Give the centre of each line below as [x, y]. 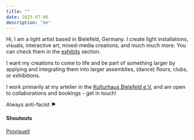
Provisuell [18, 131]
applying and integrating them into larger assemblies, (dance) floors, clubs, [97, 69]
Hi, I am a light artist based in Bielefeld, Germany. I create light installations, [97, 39]
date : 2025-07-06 [27, 17]
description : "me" [29, 22]
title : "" [18, 11]
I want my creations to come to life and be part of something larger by [91, 63]
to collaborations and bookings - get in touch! [61, 93]
